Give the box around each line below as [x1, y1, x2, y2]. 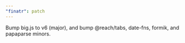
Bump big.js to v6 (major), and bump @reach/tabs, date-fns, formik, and [5, 24, 179, 31]
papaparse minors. [5, 30, 51, 37]
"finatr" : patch [5, 8, 45, 14]
